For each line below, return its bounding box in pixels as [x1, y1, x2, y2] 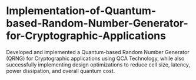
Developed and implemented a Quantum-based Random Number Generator [6, 48, 190, 55]
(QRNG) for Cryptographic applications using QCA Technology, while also [6, 55, 185, 62]
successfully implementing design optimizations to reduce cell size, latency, [6, 61, 190, 68]
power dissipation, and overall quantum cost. [6, 67, 115, 74]
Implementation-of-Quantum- [6, 4, 157, 18]
